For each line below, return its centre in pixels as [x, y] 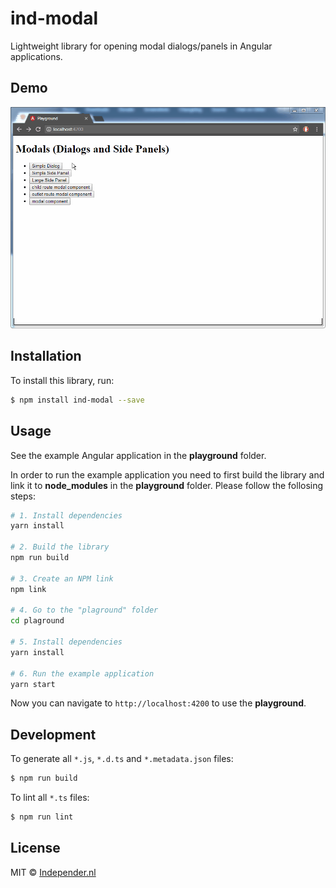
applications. [36, 56]
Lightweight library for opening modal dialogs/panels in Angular [141, 46]
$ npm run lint [42, 817]
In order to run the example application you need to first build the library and [167, 474]
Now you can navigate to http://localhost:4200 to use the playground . [158, 703]
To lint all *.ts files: [50, 798]
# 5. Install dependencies [66, 642]
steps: [23, 496]
